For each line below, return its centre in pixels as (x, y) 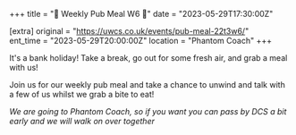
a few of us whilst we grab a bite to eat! (82, 94)
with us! (24, 67)
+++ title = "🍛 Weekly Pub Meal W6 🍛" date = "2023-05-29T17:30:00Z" (141, 14)
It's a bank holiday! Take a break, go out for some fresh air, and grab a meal (148, 58)
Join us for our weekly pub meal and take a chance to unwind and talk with (148, 84)
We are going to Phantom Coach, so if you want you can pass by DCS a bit (148, 111)
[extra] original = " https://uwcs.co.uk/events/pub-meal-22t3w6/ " (129, 31)
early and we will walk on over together (82, 121)
